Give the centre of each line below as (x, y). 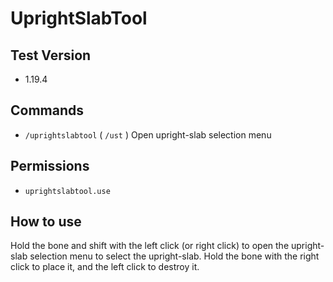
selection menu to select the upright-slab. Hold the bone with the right (174, 256)
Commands (47, 110)
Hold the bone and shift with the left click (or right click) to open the (150, 246)
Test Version (51, 55)
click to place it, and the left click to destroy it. (105, 267)
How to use (46, 222)
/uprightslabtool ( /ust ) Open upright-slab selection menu (148, 134)
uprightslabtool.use (67, 191)
